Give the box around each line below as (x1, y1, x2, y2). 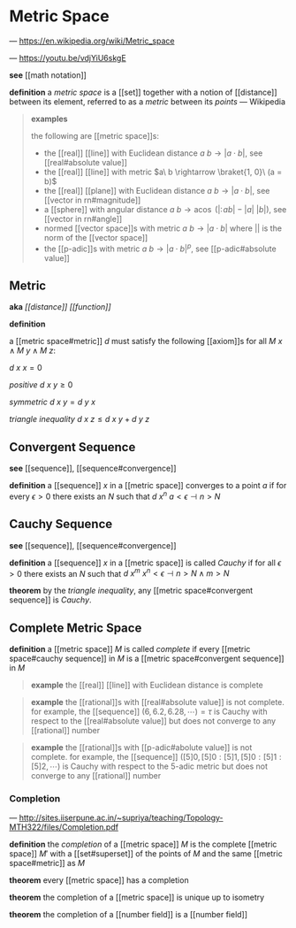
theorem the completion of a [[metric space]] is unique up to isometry (9, 892, 265, 903)
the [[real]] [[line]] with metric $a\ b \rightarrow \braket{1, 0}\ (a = (43, 166, 283, 177)
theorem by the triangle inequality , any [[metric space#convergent (9, 586, 254, 596)
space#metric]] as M (9, 858, 86, 869)
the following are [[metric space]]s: (30, 130, 160, 141)
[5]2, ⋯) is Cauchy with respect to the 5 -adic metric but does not (30, 761, 268, 771)
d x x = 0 (9, 363, 42, 373)
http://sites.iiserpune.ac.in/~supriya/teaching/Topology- (19, 812, 224, 824)
